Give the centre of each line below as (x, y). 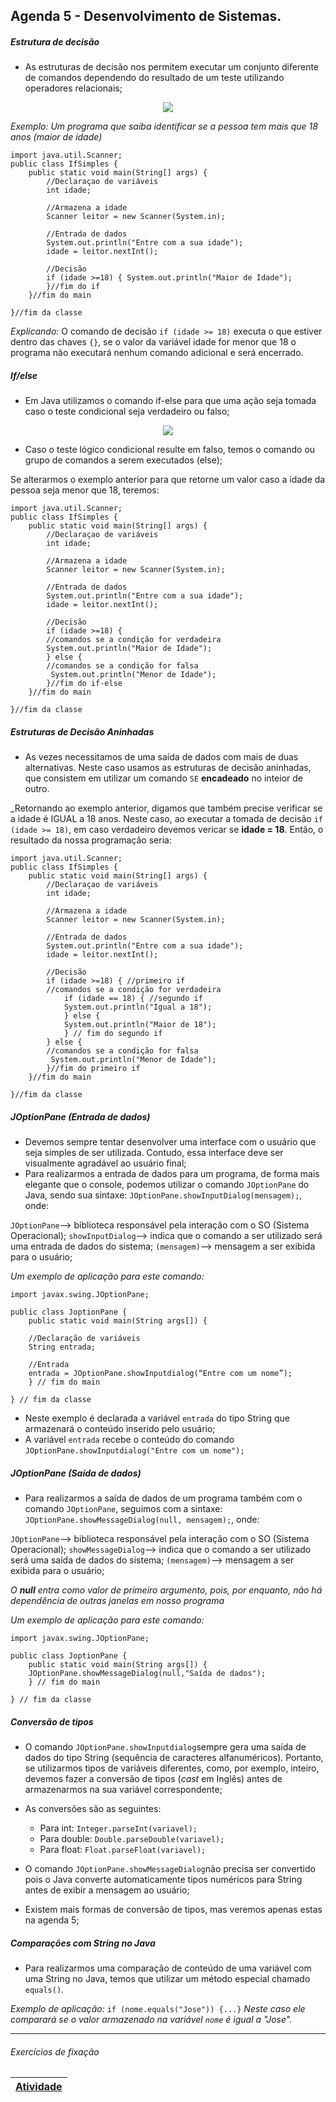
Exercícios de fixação (55, 2051)
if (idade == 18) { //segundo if (133, 999)
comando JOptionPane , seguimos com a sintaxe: (123, 1509)
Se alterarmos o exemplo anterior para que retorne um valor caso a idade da (168, 480)
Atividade (39, 2087)
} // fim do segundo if (113, 1034)
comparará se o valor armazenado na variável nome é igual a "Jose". (151, 2020)
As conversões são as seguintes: (93, 1809)
